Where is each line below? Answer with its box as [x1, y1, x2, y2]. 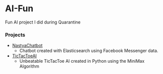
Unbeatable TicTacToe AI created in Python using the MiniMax [19, 58, 145, 64]
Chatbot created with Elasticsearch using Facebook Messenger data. [19, 48, 159, 54]
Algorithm [19, 63, 40, 69]
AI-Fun [5, 3, 34, 14]
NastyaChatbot [12, 43, 43, 49]
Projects [5, 31, 25, 38]
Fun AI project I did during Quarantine [5, 19, 81, 25]
